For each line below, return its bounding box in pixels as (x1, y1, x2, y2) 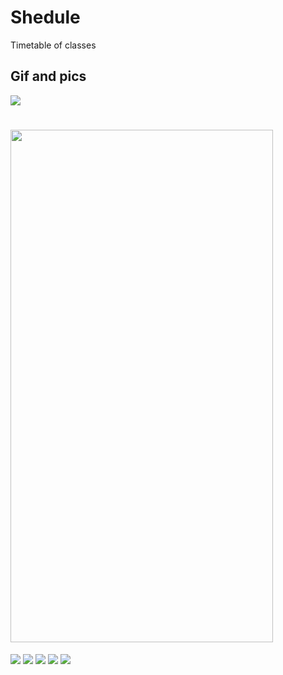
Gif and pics (10, 68, 87, 85)
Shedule (10, 6, 81, 29)
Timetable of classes (10, 39, 97, 51)
